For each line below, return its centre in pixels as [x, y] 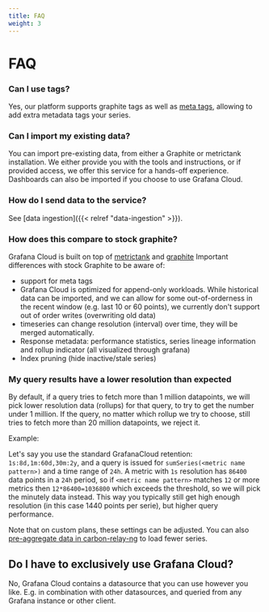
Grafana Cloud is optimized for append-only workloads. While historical [139, 289]
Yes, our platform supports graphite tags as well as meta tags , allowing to [130, 106]
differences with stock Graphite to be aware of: [87, 265]
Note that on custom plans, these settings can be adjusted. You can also [129, 530]
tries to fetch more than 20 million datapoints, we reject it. [104, 423]
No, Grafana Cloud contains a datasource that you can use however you [128, 583]
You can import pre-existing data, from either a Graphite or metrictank [125, 154]
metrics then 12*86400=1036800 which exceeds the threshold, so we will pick [134, 489]
